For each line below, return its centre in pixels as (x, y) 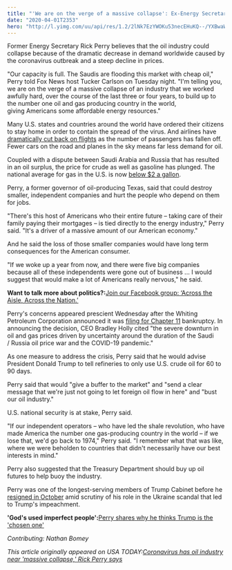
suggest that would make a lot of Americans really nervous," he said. (105, 279)
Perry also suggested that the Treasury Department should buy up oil (106, 469)
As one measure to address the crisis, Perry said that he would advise (107, 356)
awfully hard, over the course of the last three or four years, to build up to (112, 96)
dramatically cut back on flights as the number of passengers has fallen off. (115, 139)
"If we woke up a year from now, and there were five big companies (104, 265)
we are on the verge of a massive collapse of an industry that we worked (110, 89)
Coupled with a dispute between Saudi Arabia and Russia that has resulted (113, 160)
